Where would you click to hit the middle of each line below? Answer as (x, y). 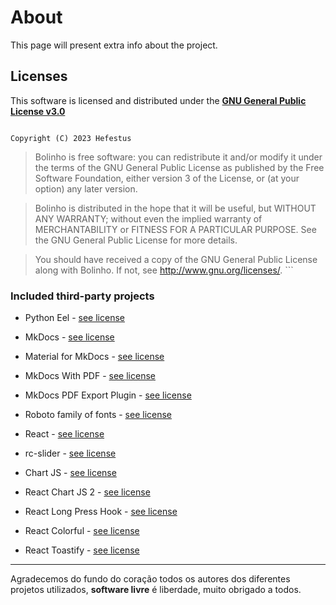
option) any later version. (86, 188)
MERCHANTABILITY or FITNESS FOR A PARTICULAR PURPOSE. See (175, 229)
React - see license (64, 434)
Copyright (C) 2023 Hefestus (71, 138)
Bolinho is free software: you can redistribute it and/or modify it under (178, 157)
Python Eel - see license (74, 318)
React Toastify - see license (82, 550)
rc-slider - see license (70, 453)
